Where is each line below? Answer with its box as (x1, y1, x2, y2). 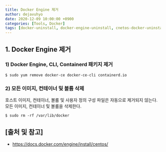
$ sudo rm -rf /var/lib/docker (5, 113, 70, 118)
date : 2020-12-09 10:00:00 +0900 (5, 16, 74, 21)
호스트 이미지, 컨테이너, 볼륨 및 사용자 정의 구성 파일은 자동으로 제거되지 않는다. (5, 97, 158, 103)
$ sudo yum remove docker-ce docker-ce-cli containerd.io (5, 73, 127, 77)
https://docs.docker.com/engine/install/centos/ (12, 141, 109, 147)
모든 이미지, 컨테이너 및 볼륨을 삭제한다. (5, 103, 82, 109)
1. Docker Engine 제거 (5, 45, 71, 53)
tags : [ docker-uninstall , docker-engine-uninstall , (5, 26, 114, 31)
